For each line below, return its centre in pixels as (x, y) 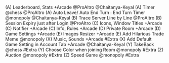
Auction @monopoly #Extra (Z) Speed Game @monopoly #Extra (72, 55)
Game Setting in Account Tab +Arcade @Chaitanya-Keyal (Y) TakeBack (80, 44)
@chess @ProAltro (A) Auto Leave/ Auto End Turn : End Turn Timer (75, 12)
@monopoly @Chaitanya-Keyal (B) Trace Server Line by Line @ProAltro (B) (83, 18)
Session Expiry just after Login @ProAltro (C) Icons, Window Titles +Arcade (84, 23)
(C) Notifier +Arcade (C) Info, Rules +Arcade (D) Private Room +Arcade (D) (83, 28)
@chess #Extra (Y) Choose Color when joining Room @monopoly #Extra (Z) (85, 50)
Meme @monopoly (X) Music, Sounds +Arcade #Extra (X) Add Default (78, 39)
